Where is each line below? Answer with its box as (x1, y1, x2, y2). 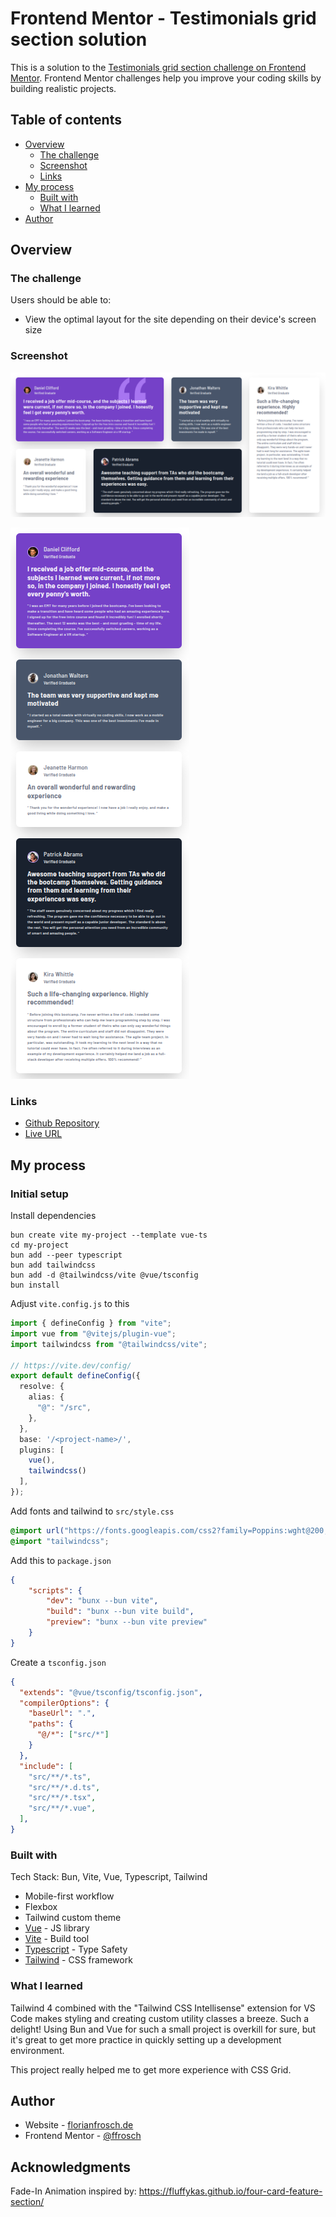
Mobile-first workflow (24, 1890, 115, 1902)
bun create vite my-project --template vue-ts (10, 1230, 208, 1241)
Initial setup (10, 1187, 69, 1201)
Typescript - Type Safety (24, 1943, 128, 1956)
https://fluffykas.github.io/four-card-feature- (138, 2185, 323, 2197)
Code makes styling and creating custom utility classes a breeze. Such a (10, 2012, 310, 2024)
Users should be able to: (10, 294, 112, 306)
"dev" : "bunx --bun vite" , (46, 1596, 159, 1606)
